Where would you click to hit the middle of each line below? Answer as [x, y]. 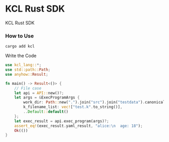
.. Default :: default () [46, 112]
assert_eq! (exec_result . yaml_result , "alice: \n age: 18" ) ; [78, 126]
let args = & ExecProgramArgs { [47, 98]
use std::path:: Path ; [28, 70]
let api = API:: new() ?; [39, 93]
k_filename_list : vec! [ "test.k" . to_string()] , [73, 107]
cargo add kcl [20, 46]
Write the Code [21, 56]
